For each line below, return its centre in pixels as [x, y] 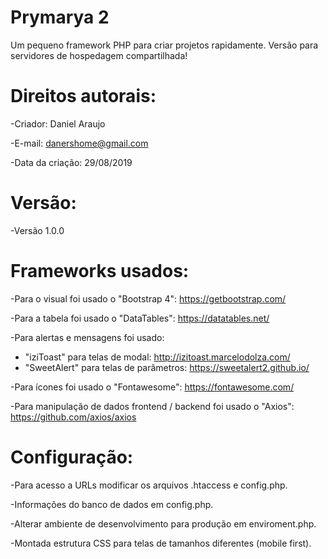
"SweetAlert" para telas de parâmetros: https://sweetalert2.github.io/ [167, 367]
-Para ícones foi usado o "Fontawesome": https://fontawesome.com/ [152, 387]
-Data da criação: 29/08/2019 [71, 162]
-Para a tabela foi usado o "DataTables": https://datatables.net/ [140, 318]
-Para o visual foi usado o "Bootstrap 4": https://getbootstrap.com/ [148, 298]
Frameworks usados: [100, 271]
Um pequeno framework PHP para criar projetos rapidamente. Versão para [164, 45]
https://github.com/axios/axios [73, 417]
